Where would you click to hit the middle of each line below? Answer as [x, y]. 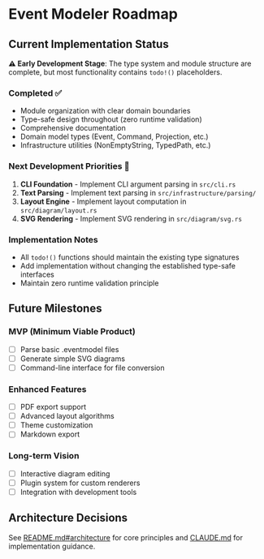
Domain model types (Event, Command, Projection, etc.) [114, 137]
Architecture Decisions [68, 518]
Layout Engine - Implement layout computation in [103, 201]
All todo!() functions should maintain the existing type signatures [130, 257]
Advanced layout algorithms [67, 416]
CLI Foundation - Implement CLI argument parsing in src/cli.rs [128, 184]
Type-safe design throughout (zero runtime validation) [111, 119]
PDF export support [53, 407]
